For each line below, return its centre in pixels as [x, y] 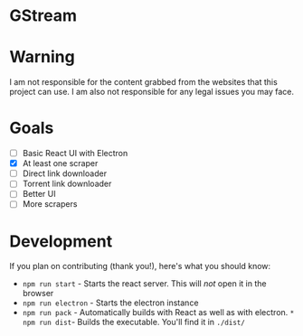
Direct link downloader [64, 173]
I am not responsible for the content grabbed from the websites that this [143, 82]
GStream [43, 16]
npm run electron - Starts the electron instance [110, 303]
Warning [42, 57]
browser [38, 294]
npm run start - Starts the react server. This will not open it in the [144, 284]
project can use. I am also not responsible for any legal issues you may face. [151, 92]
